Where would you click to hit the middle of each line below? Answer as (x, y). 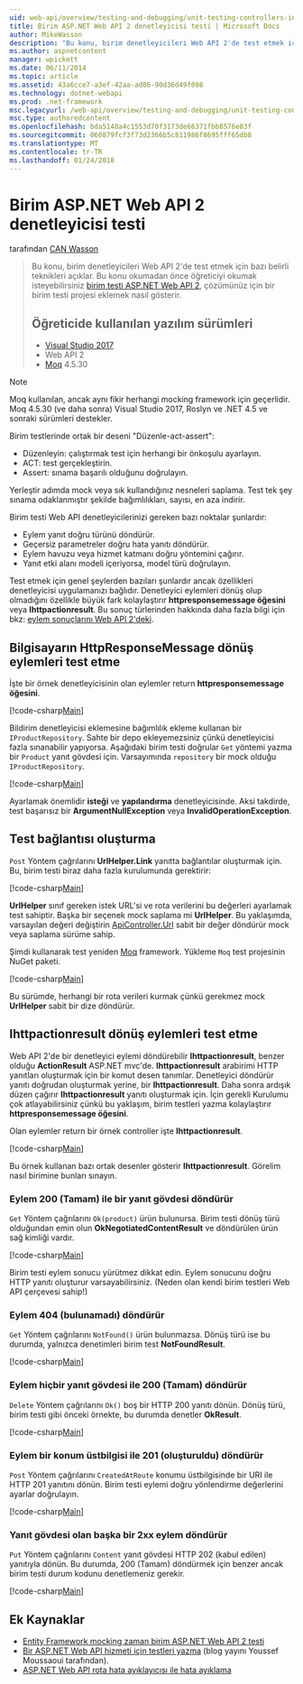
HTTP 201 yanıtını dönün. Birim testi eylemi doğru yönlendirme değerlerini (147, 1484)
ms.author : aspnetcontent (58, 51)
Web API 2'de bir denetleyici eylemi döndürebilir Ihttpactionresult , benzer (147, 1055)
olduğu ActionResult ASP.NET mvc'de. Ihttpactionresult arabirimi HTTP (144, 1065)
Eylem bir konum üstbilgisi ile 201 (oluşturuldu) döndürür (137, 1455)
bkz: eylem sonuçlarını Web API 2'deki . (82, 620)
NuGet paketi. (35, 961)
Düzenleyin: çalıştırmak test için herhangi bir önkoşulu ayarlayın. (142, 454)
